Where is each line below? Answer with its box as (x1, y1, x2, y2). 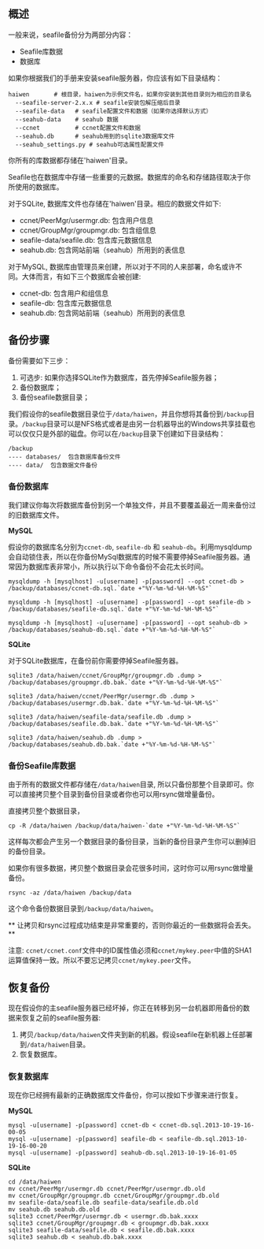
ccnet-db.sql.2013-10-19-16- (159, 1121, 255, 1129)
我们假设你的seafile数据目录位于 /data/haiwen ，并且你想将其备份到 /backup (8, 409, 248, 418)
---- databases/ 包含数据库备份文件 (8, 452, 121, 461)
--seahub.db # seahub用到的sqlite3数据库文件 (15, 132, 175, 140)
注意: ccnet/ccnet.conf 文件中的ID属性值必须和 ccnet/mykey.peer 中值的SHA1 (8, 946, 252, 955)
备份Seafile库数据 (8, 760, 76, 771)
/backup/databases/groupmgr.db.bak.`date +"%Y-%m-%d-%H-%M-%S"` (8, 678, 223, 686)
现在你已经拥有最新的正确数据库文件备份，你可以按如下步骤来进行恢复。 (8, 1091, 242, 1100)
